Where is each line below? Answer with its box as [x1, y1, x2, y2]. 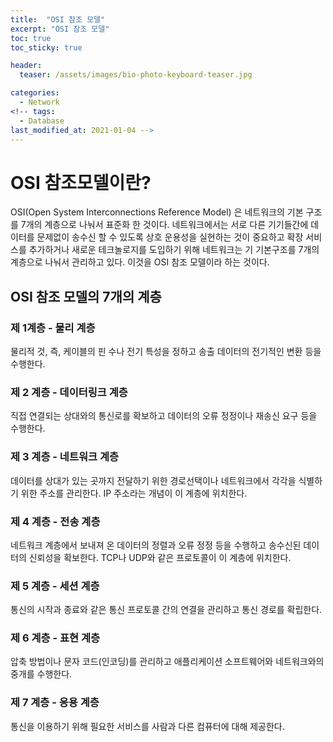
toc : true [10, 33, 52, 43]
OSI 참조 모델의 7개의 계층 [10, 288, 162, 305]
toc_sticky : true [10, 42, 83, 53]
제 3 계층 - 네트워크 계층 [10, 450, 120, 464]
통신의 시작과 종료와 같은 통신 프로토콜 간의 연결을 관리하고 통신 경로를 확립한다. [10, 604, 323, 616]
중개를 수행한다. [10, 668, 73, 680]
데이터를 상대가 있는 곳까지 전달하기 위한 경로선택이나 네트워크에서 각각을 [10, 474, 297, 486]
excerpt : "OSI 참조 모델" [10, 24, 110, 34]
